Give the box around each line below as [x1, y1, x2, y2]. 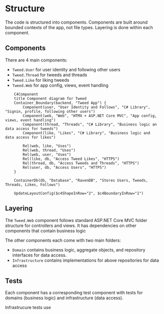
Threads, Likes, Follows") [5, 182, 60, 187]
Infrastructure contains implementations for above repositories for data [12, 257, 160, 263]
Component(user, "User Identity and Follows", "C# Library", [23, 104, 151, 110]
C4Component [14, 92, 38, 96]
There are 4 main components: [5, 57, 68, 63]
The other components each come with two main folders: [5, 237, 121, 243]
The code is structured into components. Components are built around [5, 19, 148, 25]
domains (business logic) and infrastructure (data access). [5, 295, 124, 301]
